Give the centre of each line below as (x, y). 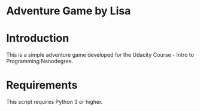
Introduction (38, 38)
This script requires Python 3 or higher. (54, 102)
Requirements (42, 85)
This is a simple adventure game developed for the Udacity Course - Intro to (100, 55)
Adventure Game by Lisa (69, 11)
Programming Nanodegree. (40, 61)
